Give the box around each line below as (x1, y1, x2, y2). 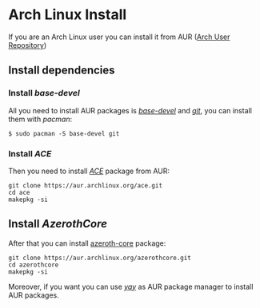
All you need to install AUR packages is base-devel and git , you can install (8, 105, 252, 115)
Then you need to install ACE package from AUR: (8, 166, 170, 176)
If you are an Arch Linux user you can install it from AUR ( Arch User (8, 32, 230, 41)
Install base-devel (8, 88, 80, 99)
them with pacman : (8, 114, 73, 124)
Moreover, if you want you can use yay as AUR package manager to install (8, 282, 254, 291)
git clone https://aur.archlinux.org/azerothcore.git (8, 254, 192, 262)
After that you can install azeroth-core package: (8, 238, 166, 248)
